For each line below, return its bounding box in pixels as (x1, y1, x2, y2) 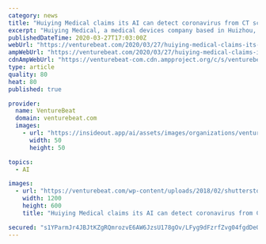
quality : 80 (8, 71, 47, 78)
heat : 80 (8, 78, 37, 86)
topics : (8, 158, 34, 166)
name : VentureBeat (15, 107, 77, 115)
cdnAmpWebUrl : (8, 56, 55, 64)
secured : (8, 223, 37, 231)
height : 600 (22, 202, 62, 210)
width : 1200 (22, 195, 62, 203)
